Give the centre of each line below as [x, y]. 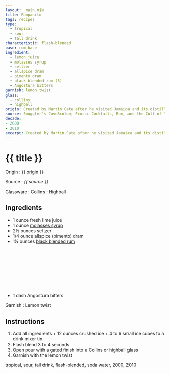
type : [11, 24]
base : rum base [21, 48]
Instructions [25, 321]
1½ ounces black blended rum [44, 241]
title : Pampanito [24, 15]
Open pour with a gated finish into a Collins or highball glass [75, 350]
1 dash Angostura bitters [38, 296]
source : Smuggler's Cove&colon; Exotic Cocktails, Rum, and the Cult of [83, 114]
